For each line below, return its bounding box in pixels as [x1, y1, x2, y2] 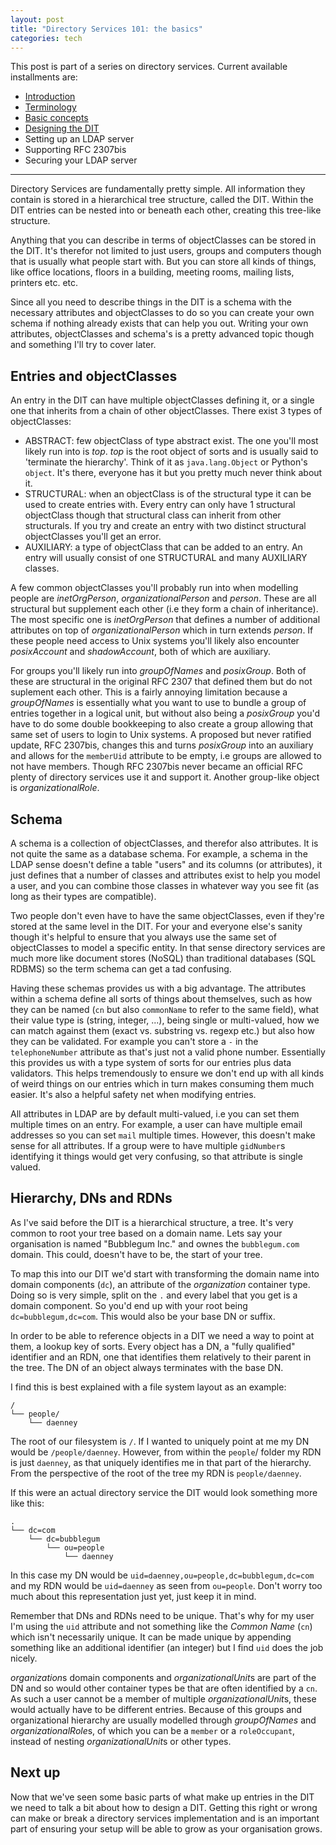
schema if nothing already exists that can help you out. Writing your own [10, 317, 309, 330]
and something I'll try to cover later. [10, 339, 157, 351]
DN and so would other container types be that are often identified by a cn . [10, 1682, 318, 1694]
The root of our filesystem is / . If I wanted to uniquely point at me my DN [10, 1435, 310, 1447]
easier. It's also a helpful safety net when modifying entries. [10, 1089, 257, 1100]
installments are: [10, 71, 78, 83]
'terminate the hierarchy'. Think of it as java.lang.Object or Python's [24, 456, 308, 468]
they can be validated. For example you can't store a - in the [10, 1036, 259, 1047]
